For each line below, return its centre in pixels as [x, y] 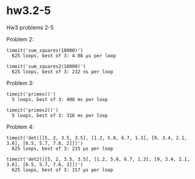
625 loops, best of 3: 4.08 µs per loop [64, 55]
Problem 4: [20, 127]
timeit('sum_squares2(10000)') [46, 66]
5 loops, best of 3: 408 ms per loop [60, 99]
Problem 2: [20, 39]
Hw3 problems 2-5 [30, 27]
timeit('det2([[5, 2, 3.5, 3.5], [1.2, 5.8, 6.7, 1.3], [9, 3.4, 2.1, [98, 159]
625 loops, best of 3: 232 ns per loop [63, 72]
